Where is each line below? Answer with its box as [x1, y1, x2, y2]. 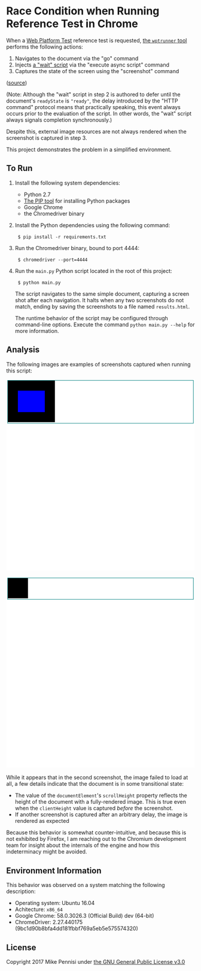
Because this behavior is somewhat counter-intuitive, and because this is [6, 829, 187, 836]
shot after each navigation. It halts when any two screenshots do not [14, 296, 184, 303]
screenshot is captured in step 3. [6, 134, 87, 142]
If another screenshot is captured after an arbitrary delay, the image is [14, 811, 188, 818]
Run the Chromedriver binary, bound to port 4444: [14, 244, 139, 251]
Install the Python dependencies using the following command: [14, 221, 170, 229]
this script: [6, 367, 32, 374]
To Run [6, 163, 33, 173]
